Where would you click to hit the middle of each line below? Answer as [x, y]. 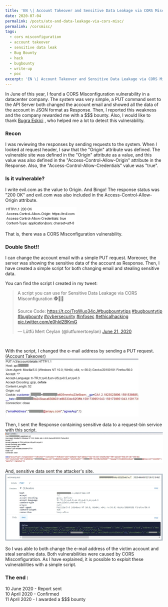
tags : [11, 32]
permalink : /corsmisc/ [29, 26]
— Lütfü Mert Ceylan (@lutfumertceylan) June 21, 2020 [74, 331]
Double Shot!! [22, 246]
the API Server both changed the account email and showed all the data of [82, 104]
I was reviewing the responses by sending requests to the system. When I [81, 144]
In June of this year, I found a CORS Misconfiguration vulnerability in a [77, 94]
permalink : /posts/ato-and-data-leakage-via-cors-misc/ [64, 21]
